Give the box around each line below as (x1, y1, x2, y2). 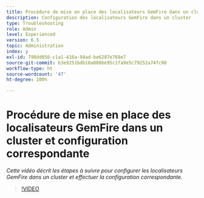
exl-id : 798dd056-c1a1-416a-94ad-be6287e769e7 (6, 54, 126, 60)
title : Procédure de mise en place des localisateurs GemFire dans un (6, 9, 189, 15)
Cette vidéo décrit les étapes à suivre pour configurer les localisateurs (6, 167, 183, 174)
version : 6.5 (6, 37, 39, 43)
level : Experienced (6, 32, 56, 38)
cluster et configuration (6, 134, 129, 148)
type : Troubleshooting (6, 20, 64, 26)
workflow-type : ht (6, 65, 53, 72)
